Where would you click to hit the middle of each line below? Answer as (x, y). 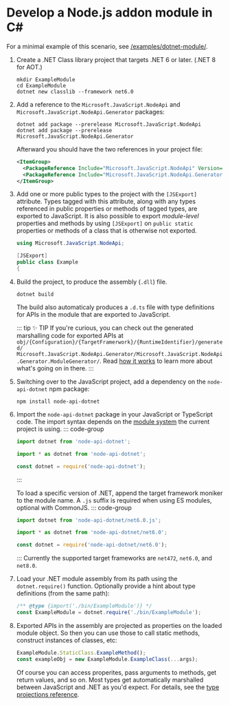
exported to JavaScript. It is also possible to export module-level (108, 216)
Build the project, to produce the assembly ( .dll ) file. (92, 282)
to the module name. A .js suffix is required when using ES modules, (114, 500)
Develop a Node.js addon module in (110, 13)
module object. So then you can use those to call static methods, (108, 633)
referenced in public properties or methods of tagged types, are (107, 209)
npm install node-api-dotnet (58, 401)
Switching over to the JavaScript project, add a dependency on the (111, 381)
